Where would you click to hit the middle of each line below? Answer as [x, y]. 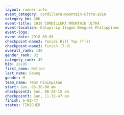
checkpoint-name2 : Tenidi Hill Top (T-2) [48, 42]
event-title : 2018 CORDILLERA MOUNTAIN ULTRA [52, 23]
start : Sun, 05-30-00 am [30, 87]
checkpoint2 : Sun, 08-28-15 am [37, 92]
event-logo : [17, 32]
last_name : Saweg [23, 73]
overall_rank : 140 [24, 50]
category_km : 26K [23, 19]
